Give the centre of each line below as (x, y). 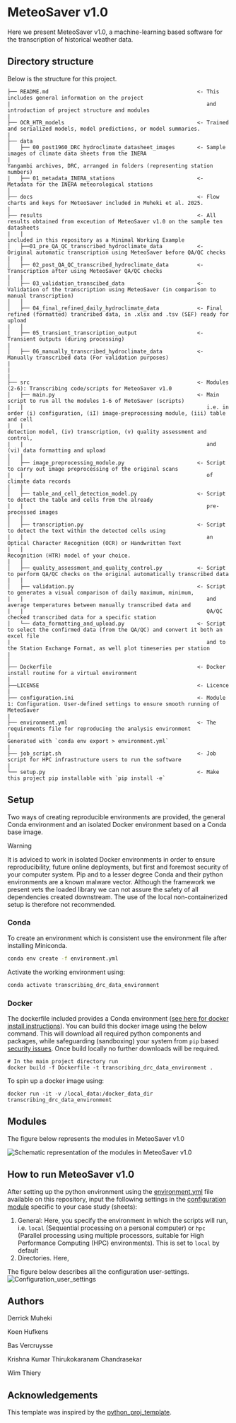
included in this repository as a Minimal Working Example (96, 240)
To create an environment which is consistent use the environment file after (117, 938)
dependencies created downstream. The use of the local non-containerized (117, 897)
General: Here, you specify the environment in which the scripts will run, (123, 1220)
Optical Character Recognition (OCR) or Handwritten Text (94, 543)
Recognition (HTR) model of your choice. (69, 556)
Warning (19, 845)
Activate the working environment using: (66, 972)
